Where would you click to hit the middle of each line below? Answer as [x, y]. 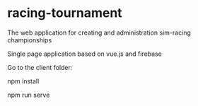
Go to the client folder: [40, 67]
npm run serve [29, 95]
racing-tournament [65, 13]
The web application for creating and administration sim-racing [99, 33]
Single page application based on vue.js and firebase [85, 54]
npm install [23, 81]
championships [30, 40]
